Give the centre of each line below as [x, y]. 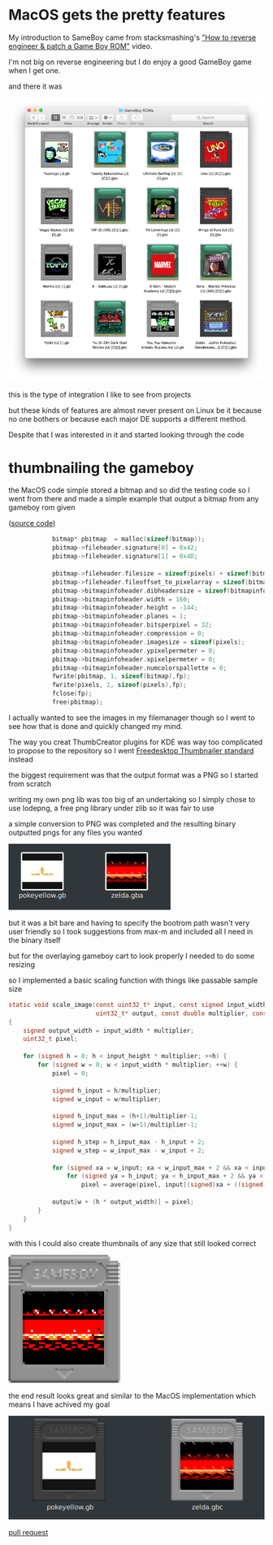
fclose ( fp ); [72, 694]
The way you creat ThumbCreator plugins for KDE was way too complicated [136, 742]
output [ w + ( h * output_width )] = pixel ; [123, 1202]
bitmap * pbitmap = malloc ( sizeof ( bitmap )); [128, 539]
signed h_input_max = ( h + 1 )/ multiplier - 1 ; [125, 1116]
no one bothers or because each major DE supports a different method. [128, 419]
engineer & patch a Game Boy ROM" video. [80, 46]
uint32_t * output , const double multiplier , [172, 1013]
